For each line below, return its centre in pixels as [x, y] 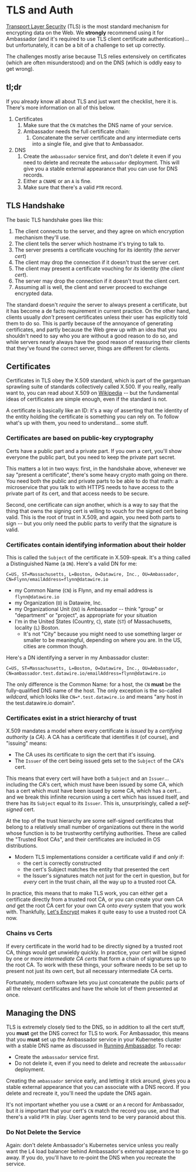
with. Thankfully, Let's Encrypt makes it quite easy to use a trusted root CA [96, 912]
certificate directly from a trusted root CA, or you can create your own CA [94, 899]
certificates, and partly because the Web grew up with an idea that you [92, 329]
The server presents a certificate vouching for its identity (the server [97, 250]
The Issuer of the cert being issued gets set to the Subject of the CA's [99, 761]
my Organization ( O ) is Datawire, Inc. [58, 603]
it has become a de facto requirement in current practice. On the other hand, [98, 311]
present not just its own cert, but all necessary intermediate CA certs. [90, 971]
